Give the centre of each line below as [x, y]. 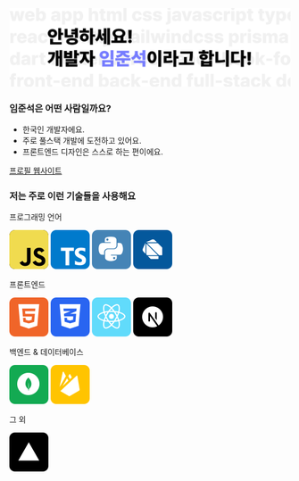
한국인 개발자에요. [53, 129]
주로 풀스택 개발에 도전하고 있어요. [82, 141]
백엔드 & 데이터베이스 [46, 352]
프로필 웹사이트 [36, 171]
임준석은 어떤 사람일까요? [60, 108]
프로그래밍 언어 [36, 217]
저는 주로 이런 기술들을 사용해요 [73, 195]
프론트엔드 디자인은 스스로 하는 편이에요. [92, 152]
